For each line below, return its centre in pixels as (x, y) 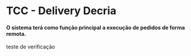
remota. (16, 34)
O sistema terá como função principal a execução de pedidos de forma (95, 27)
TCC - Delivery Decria (61, 11)
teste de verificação (31, 47)
